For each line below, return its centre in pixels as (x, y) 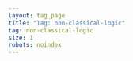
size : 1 (21, 38)
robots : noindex (35, 45)
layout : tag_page (37, 15)
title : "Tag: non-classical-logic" (67, 23)
